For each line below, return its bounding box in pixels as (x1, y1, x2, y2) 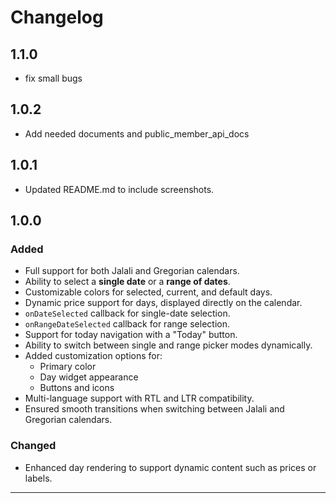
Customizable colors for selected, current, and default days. (24, 286, 273, 298)
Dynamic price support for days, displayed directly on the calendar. (24, 297, 303, 309)
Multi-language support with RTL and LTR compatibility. (24, 392, 255, 405)
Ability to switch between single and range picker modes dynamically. (24, 339, 313, 351)
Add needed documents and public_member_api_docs (24, 127, 250, 140)
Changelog (10, 6, 104, 29)
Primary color (39, 361, 97, 373)
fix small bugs (24, 72, 83, 84)
